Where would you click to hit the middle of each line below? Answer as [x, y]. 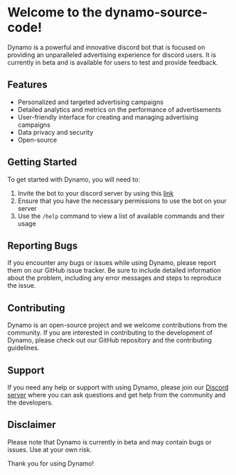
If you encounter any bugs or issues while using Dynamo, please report [112, 263]
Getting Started [42, 162]
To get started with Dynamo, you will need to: [74, 179]
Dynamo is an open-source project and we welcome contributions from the [117, 325]
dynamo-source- [156, 12]
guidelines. [23, 348]
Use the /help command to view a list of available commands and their [121, 216]
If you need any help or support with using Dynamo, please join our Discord [118, 387]
